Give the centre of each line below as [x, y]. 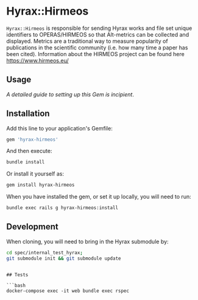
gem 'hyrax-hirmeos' [33, 139]
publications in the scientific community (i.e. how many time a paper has [97, 48]
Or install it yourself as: [35, 174]
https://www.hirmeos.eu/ [37, 60]
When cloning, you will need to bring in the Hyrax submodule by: [87, 241]
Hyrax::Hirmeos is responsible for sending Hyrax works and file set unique [99, 28]
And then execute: [29, 151]
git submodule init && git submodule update [64, 258]
